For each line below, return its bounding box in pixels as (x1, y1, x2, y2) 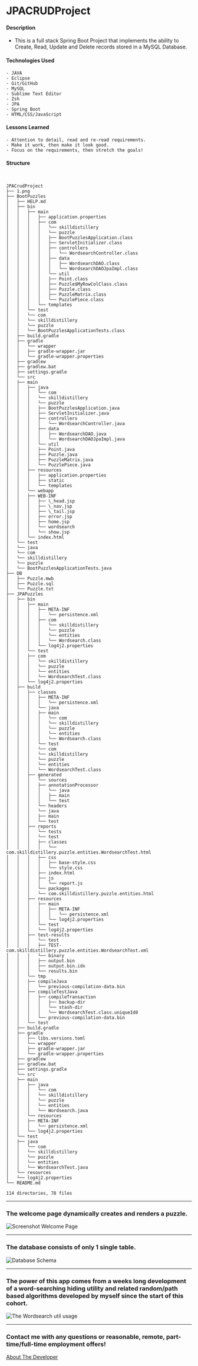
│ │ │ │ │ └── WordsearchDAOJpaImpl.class (6, 266, 138, 272)
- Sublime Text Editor (6, 90, 62, 97)
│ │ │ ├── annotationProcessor (6, 782, 99, 788)
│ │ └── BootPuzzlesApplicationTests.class (6, 328, 126, 334)
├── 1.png (6, 188, 31, 194)
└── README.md (6, 1180, 41, 1186)
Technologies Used (6, 57, 55, 64)
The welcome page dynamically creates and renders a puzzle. (6, 1209, 188, 1217)
